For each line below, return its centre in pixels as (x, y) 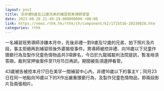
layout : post (18, 10)
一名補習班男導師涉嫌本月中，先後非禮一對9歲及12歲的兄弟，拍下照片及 (78, 43)
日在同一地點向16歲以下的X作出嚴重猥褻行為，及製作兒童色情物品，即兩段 (80, 78)
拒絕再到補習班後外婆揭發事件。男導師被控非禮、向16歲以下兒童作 (89, 49)
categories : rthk (23, 28)
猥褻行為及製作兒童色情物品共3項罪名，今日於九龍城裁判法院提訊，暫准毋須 (82, 55)
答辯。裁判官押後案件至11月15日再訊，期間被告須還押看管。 (65, 61)
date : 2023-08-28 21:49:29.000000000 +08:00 (51, 19)
